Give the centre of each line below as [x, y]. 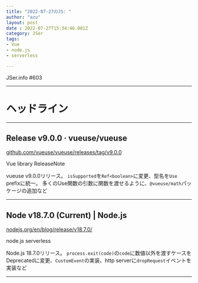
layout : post [22, 22]
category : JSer [25, 34]
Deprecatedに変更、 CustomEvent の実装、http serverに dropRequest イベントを [99, 261]
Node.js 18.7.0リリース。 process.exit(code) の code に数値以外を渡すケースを [99, 253]
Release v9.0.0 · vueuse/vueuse [67, 138]
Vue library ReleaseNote [36, 164]
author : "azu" [24, 17]
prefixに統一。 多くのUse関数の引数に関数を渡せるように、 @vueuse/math [94, 183]
